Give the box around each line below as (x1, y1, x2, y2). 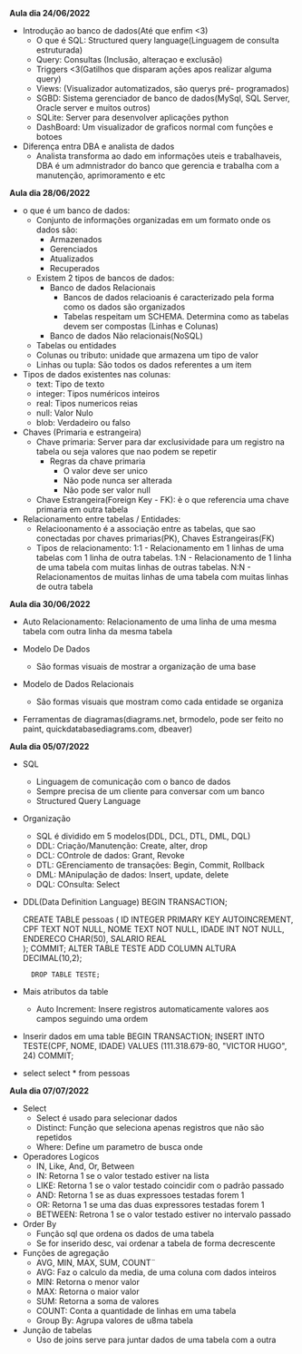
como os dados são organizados (63, 301, 186, 312)
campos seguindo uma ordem (35, 1014, 148, 1024)
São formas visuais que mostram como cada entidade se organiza (35, 696, 284, 707)
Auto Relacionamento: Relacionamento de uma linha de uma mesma (22, 616, 277, 627)
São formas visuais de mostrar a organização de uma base (35, 662, 257, 672)
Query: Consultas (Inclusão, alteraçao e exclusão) (35, 54, 223, 64)
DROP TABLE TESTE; (31, 970, 101, 979)
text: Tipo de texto (35, 378, 105, 389)
